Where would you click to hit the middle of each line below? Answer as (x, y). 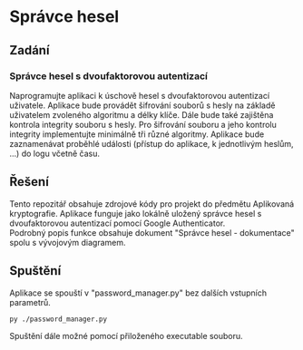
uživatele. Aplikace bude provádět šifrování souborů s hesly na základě (142, 105)
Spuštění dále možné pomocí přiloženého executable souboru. (126, 336)
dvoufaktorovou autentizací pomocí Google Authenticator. (117, 223)
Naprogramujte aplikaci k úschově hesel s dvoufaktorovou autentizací (140, 95)
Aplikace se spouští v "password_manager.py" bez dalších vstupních (138, 293)
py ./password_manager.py (58, 319)
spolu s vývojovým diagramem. (68, 242)
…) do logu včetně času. (55, 153)
